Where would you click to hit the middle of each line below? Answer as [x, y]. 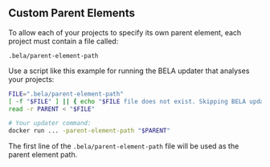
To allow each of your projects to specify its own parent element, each [125, 32]
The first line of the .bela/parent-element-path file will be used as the [124, 146]
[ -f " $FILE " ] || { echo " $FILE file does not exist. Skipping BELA [127, 101]
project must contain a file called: [63, 41]
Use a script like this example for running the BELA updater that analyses [129, 71]
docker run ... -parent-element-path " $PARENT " [90, 131]
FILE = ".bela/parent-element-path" [66, 94]
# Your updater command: [50, 124]
